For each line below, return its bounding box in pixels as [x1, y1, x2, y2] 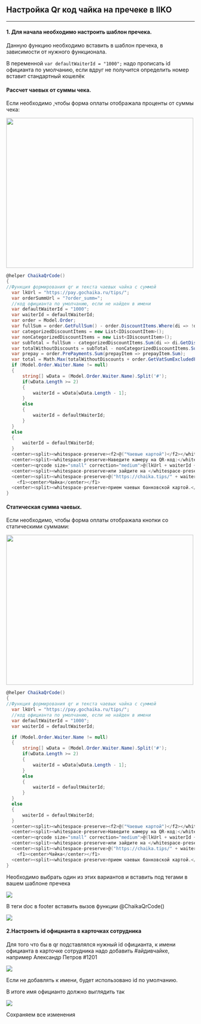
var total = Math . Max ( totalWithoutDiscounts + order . [11, 356, 148, 362]
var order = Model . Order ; [11, 317, 77, 323]
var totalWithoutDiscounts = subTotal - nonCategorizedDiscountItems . [11, 345, 191, 352]
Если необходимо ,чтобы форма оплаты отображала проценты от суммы [6, 100, 194, 107]
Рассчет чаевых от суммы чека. [6, 86, 92, 94]
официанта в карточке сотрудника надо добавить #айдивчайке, [6, 947, 170, 954]
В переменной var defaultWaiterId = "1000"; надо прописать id [6, 60, 170, 67]
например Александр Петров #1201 [6, 953, 98, 960]
